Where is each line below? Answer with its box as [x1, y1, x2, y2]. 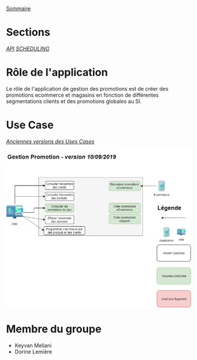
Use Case [6, 118, 54, 132]
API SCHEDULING [6, 45, 50, 52]
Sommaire [6, 5, 31, 12]
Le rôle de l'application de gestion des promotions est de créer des [6, 85, 169, 92]
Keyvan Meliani [14, 342, 52, 349]
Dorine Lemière [14, 348, 52, 355]
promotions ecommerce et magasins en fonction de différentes [6, 91, 159, 98]
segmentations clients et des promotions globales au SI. [6, 97, 142, 105]
